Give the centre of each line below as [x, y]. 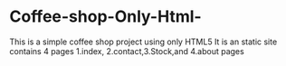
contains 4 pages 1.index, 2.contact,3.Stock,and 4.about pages [127, 51]
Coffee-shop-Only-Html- [105, 17]
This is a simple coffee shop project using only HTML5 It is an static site [143, 42]
